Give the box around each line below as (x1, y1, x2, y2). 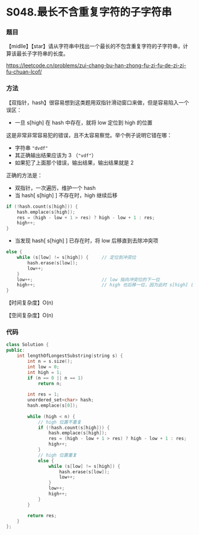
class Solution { (6, 342, 49, 348)
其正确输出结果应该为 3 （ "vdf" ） (14, 151, 97, 159)
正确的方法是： (6, 172, 43, 179)
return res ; (27, 512, 57, 518)
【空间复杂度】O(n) (6, 312, 54, 319)
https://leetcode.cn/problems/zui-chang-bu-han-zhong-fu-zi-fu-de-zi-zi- (6, 62, 187, 69)
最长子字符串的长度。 (16, 50, 69, 57)
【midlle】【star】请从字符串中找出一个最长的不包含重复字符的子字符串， (6, 43, 184, 50)
